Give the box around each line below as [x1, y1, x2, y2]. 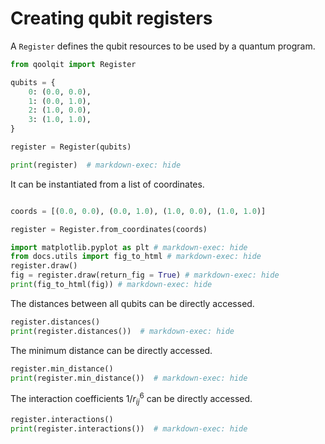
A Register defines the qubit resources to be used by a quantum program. [10, 40, 316, 52]
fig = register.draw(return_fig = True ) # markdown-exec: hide [10, 270, 280, 281]
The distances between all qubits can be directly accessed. [10, 297, 255, 309]
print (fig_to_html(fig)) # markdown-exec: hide [10, 280, 213, 290]
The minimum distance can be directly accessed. [10, 344, 213, 356]
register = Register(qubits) [10, 142, 132, 152]
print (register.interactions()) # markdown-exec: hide [10, 423, 248, 434]
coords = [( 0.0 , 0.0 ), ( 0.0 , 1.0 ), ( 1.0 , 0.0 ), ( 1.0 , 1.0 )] [10, 206, 267, 216]
